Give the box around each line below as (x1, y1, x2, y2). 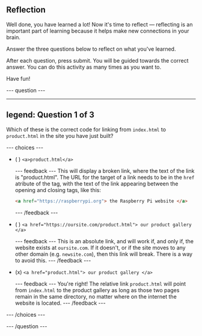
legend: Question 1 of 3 (6, 110, 95, 120)
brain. (6, 33, 21, 41)
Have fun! (6, 75, 31, 82)
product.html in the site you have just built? (6, 132, 114, 139)
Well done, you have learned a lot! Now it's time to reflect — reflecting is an (6, 20, 193, 28)
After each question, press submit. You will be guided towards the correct (6, 57, 189, 64)
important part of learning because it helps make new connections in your (6, 27, 189, 34)
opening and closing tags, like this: (14, 186, 101, 193)
